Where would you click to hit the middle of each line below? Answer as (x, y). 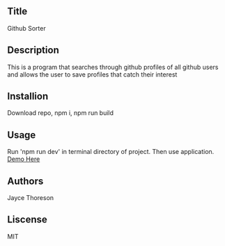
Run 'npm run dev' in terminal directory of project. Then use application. (111, 152)
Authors (25, 181)
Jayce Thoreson (31, 198)
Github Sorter (27, 28)
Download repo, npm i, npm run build (60, 113)
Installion (28, 97)
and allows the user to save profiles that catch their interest (92, 74)
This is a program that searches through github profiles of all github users (113, 67)
